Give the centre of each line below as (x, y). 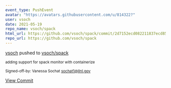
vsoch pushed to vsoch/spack (37, 53)
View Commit (19, 80)
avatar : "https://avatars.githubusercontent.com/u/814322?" (70, 15)
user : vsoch (18, 19)
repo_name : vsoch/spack (31, 29)
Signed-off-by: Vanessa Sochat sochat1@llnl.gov (48, 71)
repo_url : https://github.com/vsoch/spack (51, 39)
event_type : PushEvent (29, 10)
